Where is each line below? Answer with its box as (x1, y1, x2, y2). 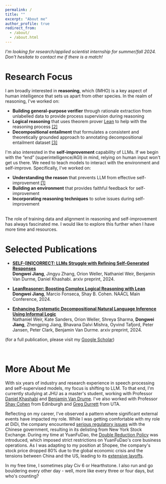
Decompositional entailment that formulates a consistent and (12, 129, 139, 135)
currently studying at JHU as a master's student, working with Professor (5, 390, 153, 396)
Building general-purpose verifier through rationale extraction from (12, 108, 152, 114)
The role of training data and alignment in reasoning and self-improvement (5, 215, 157, 221)
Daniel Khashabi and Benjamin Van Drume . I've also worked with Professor (5, 396, 158, 402)
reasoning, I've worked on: (5, 98, 59, 104)
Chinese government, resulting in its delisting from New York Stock (5, 426, 142, 432)
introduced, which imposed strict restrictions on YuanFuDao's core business (5, 437, 161, 443)
